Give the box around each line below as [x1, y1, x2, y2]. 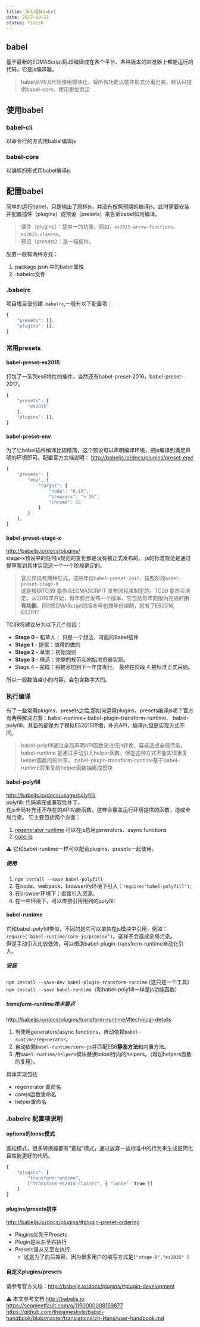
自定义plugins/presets [6, 1268, 62, 1275]
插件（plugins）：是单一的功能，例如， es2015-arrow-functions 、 [20, 223, 179, 230]
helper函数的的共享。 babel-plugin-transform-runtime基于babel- [20, 757, 180, 764]
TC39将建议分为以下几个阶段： [6, 621, 83, 628]
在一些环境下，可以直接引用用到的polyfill [14, 897, 115, 905]
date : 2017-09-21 [6, 14, 49, 20]
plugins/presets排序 [6, 1205, 57, 1212]
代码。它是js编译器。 [6, 66, 58, 73]
